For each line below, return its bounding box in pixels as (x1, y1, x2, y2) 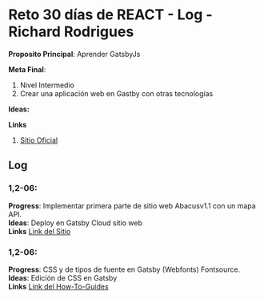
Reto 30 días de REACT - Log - (8, 6, 214, 24)
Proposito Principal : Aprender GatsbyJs (8, 49, 141, 59)
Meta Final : (8, 64, 46, 74)
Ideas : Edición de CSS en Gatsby (8, 273, 118, 282)
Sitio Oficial (19, 135, 58, 145)
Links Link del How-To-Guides (8, 281, 110, 291)
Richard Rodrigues (8, 22, 134, 41)
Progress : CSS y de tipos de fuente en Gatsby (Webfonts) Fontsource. (8, 265, 241, 274)
